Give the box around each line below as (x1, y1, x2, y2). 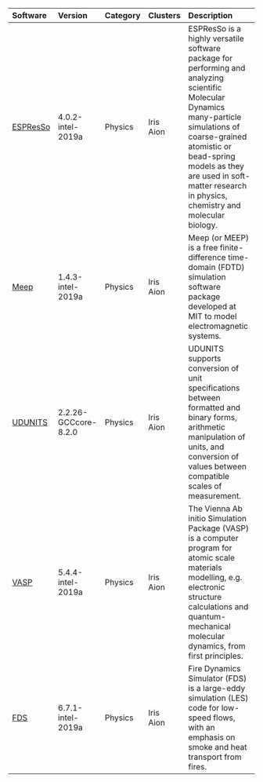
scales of (188, 481, 222, 491)
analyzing (188, 72, 225, 83)
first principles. (188, 651, 243, 661)
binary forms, (188, 412, 237, 422)
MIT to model (188, 311, 237, 321)
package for (188, 53, 233, 64)
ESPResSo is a (188, 24, 241, 34)
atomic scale (188, 553, 236, 563)
